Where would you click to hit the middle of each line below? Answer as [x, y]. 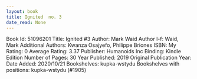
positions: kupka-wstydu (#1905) [46, 70]
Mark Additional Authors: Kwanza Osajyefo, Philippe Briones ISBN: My [91, 45]
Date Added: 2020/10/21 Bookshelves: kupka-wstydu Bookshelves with [93, 64]
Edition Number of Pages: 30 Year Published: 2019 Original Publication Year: [99, 58]
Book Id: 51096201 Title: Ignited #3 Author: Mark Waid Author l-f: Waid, [92, 39]
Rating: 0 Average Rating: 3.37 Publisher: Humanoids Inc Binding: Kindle [94, 51]
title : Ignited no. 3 [34, 17]
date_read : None [26, 22]
